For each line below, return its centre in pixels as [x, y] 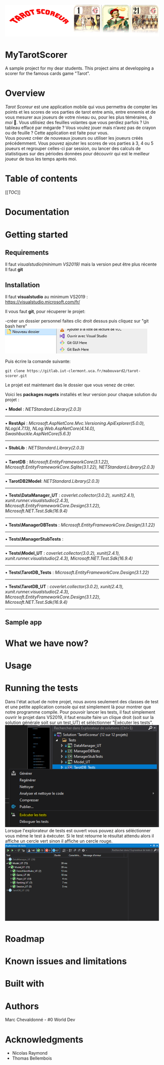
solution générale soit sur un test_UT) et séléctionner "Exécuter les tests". [79, 722]
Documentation [37, 212]
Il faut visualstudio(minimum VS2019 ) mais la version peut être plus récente [81, 264]
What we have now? [47, 643]
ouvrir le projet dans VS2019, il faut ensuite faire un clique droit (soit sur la [79, 717]
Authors [22, 1006]
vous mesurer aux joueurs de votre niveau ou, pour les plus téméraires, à [79, 117]
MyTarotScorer [36, 55]
